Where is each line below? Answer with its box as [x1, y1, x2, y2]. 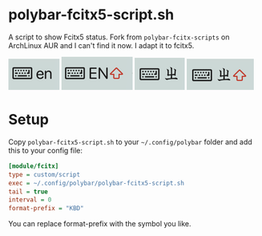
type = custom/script [8, 170, 81, 178]
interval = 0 [8, 196, 52, 204]
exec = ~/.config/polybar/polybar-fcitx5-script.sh [8, 179, 184, 187]
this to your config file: [8, 145, 83, 155]
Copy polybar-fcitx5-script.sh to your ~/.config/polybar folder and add [8, 136, 252, 146]
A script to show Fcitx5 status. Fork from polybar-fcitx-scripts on [8, 32, 230, 42]
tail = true [8, 187, 48, 196]
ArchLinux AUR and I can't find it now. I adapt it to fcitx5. [8, 40, 195, 50]
